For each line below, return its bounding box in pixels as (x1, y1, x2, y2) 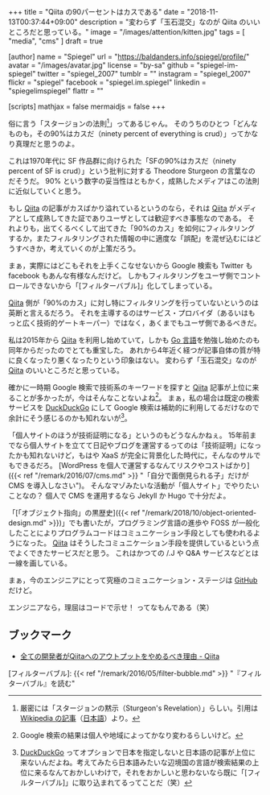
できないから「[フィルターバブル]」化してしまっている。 (29, 280, 217, 290)
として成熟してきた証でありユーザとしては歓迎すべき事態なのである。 (14, 213, 247, 223)
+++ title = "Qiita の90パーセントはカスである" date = (8, 7, 186, 16)
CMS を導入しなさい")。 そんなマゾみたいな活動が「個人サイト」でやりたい (8, 480, 260, 490)
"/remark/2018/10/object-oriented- (141, 507, 257, 517)
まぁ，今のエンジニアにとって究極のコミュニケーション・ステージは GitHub (8, 575, 258, 585)
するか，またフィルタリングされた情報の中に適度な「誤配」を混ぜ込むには (8, 233, 255, 243)
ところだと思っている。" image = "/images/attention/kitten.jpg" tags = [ (8, 27, 245, 36)
